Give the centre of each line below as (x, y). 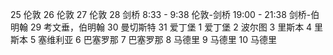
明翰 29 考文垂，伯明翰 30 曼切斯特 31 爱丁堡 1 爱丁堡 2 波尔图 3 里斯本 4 (161, 27)
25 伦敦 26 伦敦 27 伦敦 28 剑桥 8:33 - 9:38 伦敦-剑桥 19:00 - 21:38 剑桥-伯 (165, 14)
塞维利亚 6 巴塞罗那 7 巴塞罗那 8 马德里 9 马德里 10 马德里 (158, 39)
